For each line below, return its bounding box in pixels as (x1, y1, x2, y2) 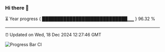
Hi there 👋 (5, 4, 29, 11)
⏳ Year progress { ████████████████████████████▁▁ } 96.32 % (5, 16, 156, 22)
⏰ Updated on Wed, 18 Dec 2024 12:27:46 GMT (5, 32, 102, 38)
